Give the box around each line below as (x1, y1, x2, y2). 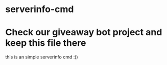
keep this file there (5, 37, 86, 49)
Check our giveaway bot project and (5, 27, 162, 38)
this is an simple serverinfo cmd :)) (5, 54, 78, 60)
